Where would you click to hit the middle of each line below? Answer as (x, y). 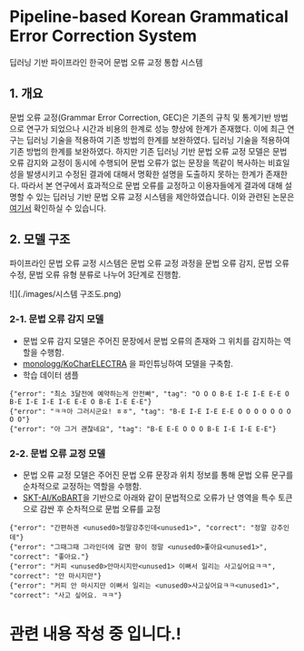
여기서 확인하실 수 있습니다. (58, 208)
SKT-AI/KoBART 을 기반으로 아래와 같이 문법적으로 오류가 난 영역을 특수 (149, 498)
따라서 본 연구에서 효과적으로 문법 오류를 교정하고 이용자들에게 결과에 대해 (152, 185)
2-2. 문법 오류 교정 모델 (58, 453)
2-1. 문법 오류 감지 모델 (57, 320)
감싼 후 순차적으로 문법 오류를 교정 (100, 509)
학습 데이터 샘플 (50, 375)
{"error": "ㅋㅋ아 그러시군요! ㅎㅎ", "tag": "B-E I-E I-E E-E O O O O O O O (150, 411)
